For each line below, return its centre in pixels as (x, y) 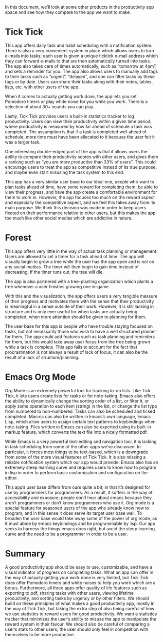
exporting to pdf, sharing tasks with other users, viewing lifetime (69, 593)
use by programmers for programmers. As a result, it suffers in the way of (79, 492)
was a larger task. (23, 142)
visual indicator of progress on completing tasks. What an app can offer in (79, 572)
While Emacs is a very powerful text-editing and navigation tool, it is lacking (81, 441)
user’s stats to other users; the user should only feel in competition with (77, 629)
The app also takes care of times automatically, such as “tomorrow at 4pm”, (81, 66)
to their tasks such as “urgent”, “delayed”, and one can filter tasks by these (80, 76)
